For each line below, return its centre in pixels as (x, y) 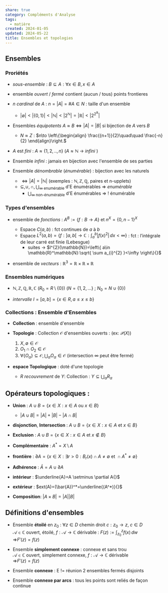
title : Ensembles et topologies (39, 38)
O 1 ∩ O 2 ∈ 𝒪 (33, 350)
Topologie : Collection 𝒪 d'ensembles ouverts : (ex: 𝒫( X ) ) (72, 333)
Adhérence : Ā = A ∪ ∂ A (38, 467)
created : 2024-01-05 (27, 29)
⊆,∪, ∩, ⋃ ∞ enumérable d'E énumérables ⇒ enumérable (76, 187)
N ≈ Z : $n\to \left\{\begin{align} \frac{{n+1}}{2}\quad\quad (82, 136)
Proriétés (17, 73)
